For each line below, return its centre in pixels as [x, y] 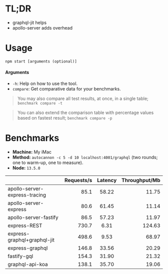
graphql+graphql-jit [31, 240]
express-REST [25, 225]
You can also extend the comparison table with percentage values [85, 112]
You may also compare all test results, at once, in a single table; [83, 98]
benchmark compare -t [40, 103]
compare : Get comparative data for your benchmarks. [66, 89]
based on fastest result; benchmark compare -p [65, 118]
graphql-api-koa [28, 264]
